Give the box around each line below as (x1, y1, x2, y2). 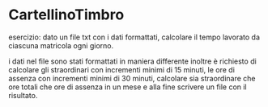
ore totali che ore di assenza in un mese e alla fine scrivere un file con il (8, 82, 247, 92)
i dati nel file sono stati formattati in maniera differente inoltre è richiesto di (8, 56, 257, 66)
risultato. (8, 90, 38, 100)
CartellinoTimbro (8, 6, 125, 24)
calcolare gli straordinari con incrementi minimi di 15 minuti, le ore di (8, 64, 235, 74)
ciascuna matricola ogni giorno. (8, 40, 114, 50)
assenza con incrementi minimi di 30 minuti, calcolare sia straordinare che (8, 73, 256, 83)
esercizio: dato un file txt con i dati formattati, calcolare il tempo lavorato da (8, 32, 261, 42)
